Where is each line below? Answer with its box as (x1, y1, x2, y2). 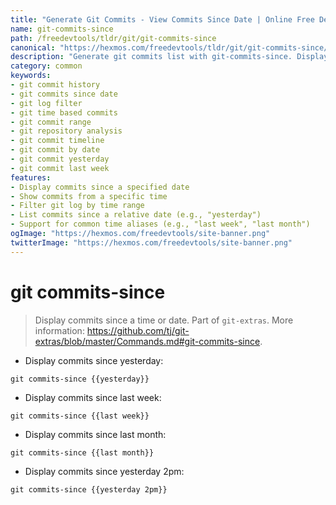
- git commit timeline (10, 136, 105, 146)
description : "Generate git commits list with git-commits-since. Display (10, 52, 329, 62)
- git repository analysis (10, 126, 123, 136)
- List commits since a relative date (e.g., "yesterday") (10, 210, 262, 220)
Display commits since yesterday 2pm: (24, 465, 185, 477)
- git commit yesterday (10, 154, 110, 164)
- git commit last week (10, 163, 110, 173)
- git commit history (10, 80, 101, 90)
